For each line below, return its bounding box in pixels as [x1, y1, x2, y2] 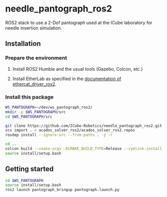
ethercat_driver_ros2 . [12, 81, 56, 87]
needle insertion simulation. [5, 25, 62, 31]
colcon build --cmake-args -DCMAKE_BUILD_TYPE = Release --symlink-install [5, 146, 162, 151]
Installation [5, 40, 41, 48]
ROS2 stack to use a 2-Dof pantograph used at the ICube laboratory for [5, 20, 152, 26]
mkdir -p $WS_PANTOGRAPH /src [5, 109, 66, 114]
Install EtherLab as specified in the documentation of [12, 76, 121, 82]
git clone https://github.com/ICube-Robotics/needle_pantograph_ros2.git [5, 123, 162, 128]
